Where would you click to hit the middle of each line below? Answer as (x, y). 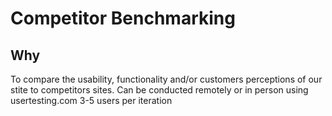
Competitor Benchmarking (123, 18)
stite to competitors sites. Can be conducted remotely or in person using (159, 90)
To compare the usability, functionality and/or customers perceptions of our (166, 79)
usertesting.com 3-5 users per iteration (91, 100)
